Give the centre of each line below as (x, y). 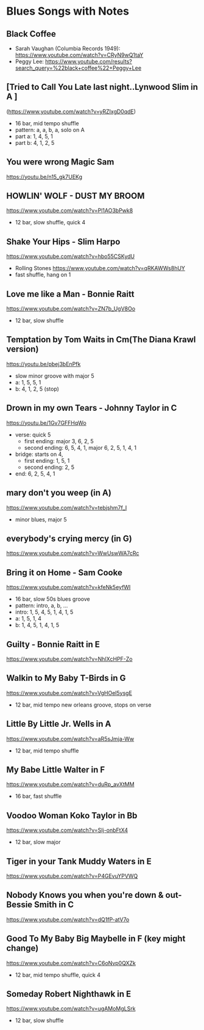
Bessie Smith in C (40, 905)
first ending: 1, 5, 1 (47, 460)
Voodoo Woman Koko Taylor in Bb (72, 815)
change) (23, 948)
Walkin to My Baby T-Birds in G (66, 678)
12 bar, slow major (38, 842)
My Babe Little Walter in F (56, 769)
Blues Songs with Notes (68, 11)
